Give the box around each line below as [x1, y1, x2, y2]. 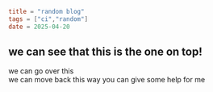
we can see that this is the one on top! [8, 45, 203, 59]
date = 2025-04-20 [8, 23, 70, 31]
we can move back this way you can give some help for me [8, 75, 206, 85]
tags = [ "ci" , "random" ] [8, 15, 89, 23]
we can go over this [8, 66, 74, 76]
